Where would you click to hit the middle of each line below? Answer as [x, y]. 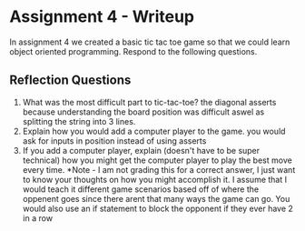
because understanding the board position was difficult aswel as [143, 112]
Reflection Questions [70, 80]
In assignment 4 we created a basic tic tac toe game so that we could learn [150, 42]
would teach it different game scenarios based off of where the [141, 189]
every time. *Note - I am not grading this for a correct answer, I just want [159, 169]
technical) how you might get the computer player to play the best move [157, 160]
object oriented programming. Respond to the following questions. [133, 51]
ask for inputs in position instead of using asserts [114, 141]
